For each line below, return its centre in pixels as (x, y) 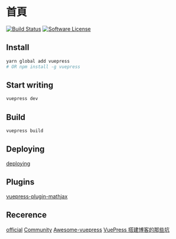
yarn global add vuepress (38, 61)
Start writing (30, 85)
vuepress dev (22, 99)
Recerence (27, 214)
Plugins (20, 182)
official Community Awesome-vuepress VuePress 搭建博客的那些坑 (88, 230)
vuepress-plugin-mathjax (37, 196)
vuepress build (25, 131)
